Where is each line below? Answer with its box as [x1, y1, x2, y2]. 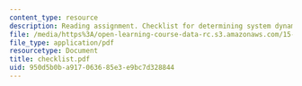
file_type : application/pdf [9, 38, 115, 47]
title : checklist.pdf [9, 55, 91, 64]
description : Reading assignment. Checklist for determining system [9, 21, 271, 30]
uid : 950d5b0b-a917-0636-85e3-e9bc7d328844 [9, 64, 175, 73]
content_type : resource [9, 13, 99, 22]
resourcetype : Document [9, 47, 99, 56]
